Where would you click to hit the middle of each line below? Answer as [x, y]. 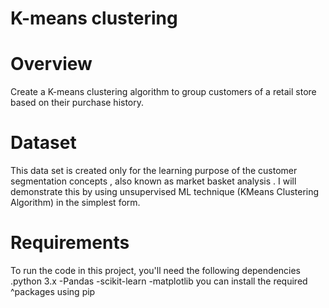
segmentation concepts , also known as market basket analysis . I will [153, 181]
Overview [51, 64]
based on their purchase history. [77, 103]
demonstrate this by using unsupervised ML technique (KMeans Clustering [165, 192]
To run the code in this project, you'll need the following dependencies [156, 270]
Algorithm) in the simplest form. [75, 203]
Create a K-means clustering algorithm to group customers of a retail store [163, 92]
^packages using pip [53, 291]
